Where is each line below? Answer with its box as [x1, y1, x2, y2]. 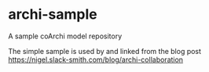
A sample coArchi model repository [8, 31, 123, 41]
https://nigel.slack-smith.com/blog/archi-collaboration [8, 55, 183, 64]
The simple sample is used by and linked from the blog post [8, 46, 202, 56]
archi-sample [8, 5, 97, 23]
